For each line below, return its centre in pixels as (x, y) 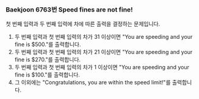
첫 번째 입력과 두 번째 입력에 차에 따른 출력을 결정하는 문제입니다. (83, 24)
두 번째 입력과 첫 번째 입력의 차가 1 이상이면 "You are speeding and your (102, 67)
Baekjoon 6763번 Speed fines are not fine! (69, 9)
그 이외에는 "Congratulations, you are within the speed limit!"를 (93, 83)
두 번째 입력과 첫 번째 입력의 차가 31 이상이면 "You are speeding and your (103, 37)
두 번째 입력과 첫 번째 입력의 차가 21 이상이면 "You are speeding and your (103, 52)
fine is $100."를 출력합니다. (47, 75)
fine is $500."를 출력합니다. (48, 44)
